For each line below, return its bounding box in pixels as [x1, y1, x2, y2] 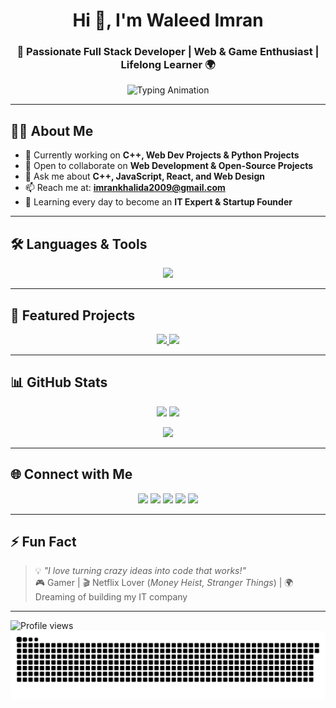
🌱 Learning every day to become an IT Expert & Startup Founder [24, 196, 293, 208]
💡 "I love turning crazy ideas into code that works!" [34, 565, 247, 577]
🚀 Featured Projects [10, 307, 136, 324]
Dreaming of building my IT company [34, 591, 188, 603]
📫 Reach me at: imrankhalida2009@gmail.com [24, 182, 226, 194]
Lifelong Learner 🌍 [120, 58, 216, 72]
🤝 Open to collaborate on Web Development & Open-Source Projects [24, 160, 314, 172]
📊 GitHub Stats [10, 374, 108, 391]
